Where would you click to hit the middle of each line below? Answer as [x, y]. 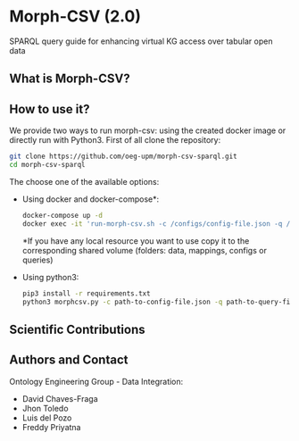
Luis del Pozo [47, 418]
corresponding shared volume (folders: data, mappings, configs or [145, 250]
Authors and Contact [69, 360]
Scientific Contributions [77, 329]
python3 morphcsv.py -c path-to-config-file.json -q [122, 302]
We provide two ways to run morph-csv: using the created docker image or [148, 130]
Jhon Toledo [45, 408]
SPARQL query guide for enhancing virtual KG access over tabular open [141, 41]
